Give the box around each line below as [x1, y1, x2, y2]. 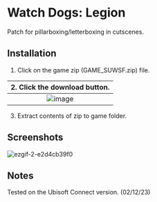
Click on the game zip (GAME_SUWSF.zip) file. [17, 65, 150, 74]
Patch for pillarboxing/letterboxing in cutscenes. [7, 28, 144, 36]
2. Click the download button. [10, 82, 110, 92]
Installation [7, 48, 57, 59]
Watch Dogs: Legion [7, 5, 126, 21]
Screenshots [7, 132, 64, 143]
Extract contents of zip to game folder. [17, 112, 127, 120]
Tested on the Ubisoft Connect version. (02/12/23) [7, 188, 151, 196]
